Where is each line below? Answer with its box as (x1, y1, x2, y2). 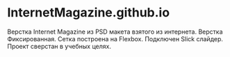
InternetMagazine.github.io (7, 5, 170, 21)
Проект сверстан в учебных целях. (7, 42, 111, 50)
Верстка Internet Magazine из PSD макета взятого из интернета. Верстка (7, 27, 224, 36)
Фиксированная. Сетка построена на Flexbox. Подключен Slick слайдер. (7, 34, 224, 43)
